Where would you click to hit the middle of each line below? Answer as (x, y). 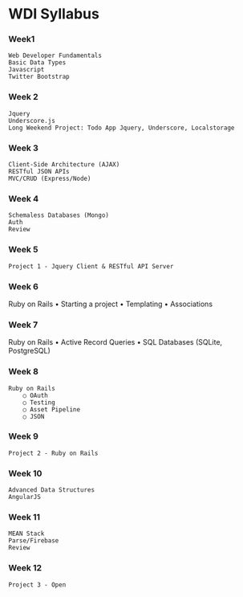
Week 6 (23, 286)
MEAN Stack (26, 534)
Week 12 (25, 568)
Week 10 (25, 473)
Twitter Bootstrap (39, 77)
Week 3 (23, 148)
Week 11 (24, 517)
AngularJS (25, 497)
